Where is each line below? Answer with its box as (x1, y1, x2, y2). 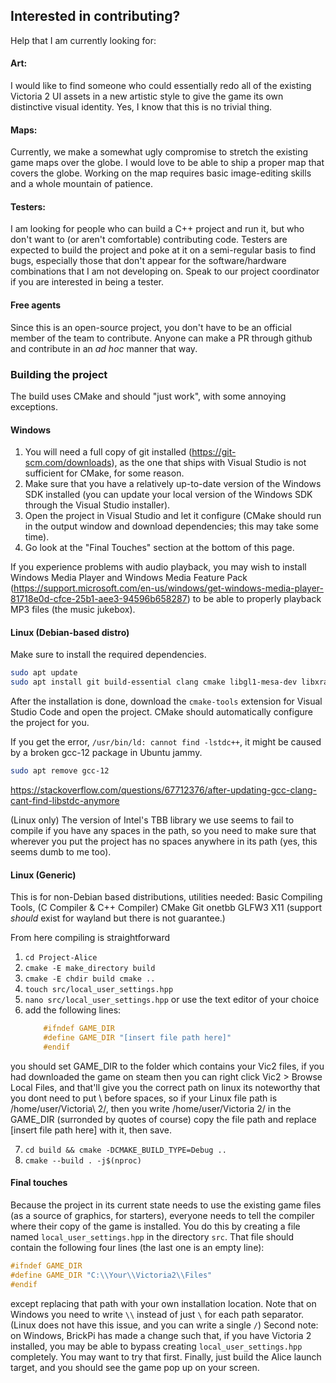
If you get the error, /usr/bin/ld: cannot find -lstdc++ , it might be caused (10, 736, 322, 748)
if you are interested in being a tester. (10, 276, 165, 288)
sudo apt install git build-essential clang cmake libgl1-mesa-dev (10, 677, 298, 688)
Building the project (10, 367, 108, 381)
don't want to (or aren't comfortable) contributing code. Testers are (10, 234, 288, 246)
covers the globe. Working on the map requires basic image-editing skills (10, 167, 312, 179)
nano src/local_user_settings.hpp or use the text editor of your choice (24, 994, 320, 1006)
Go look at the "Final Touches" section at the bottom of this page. (24, 542, 295, 554)
